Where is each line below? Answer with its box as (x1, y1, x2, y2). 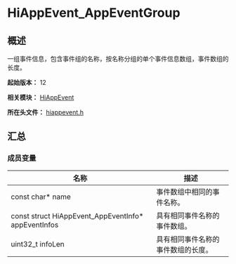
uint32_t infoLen (11, 239, 65, 249)
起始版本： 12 (7, 79, 47, 86)
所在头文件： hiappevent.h (7, 108, 84, 117)
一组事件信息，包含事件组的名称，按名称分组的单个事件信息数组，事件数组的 (7, 55, 229, 62)
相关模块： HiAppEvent (7, 93, 74, 101)
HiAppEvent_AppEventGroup (7, 5, 181, 21)
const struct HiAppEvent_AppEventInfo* (11, 211, 144, 220)
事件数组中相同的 (156, 187, 213, 197)
